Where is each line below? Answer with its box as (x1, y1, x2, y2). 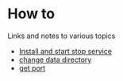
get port (18, 63, 46, 72)
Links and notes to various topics (7, 31, 116, 40)
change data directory (18, 55, 92, 64)
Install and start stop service (18, 46, 113, 56)
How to (7, 5, 56, 23)
